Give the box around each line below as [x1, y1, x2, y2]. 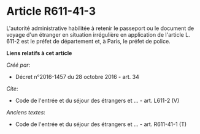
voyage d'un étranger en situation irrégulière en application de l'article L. [6, 31, 190, 38]
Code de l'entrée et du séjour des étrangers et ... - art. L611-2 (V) [15, 97, 180, 104]
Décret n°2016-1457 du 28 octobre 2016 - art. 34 [15, 73, 140, 80]
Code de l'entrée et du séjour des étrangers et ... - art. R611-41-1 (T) [15, 121, 187, 128]
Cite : [6, 84, 18, 92]
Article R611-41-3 [6, 4, 96, 18]
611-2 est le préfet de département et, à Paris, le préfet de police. [6, 37, 171, 45]
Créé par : [6, 61, 31, 69]
